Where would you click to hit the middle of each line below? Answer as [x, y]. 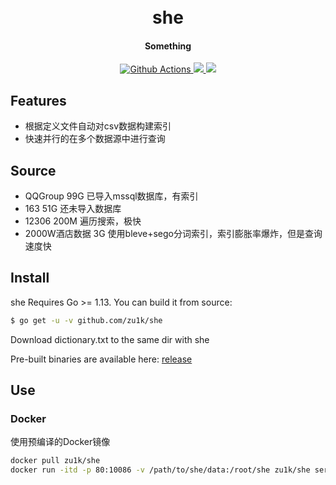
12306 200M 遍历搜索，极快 [83, 221]
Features [38, 100]
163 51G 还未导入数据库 [73, 209]
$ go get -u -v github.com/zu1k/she [86, 320]
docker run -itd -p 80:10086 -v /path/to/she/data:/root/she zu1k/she [160, 470]
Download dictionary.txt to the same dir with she [110, 339]
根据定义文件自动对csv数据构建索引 [98, 126]
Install [30, 278]
